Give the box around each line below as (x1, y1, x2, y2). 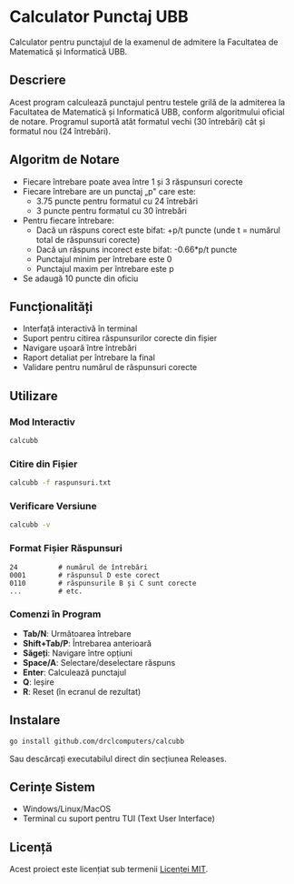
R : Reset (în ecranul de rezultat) (22, 686, 142, 697)
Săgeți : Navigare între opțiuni (22, 648, 133, 658)
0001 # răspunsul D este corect (9, 570, 161, 579)
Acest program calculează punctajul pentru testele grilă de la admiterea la (9, 96, 286, 107)
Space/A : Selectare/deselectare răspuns (22, 657, 176, 668)
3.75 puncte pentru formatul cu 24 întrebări (35, 196, 198, 206)
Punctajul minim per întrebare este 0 (35, 253, 172, 265)
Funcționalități (9, 298, 93, 315)
